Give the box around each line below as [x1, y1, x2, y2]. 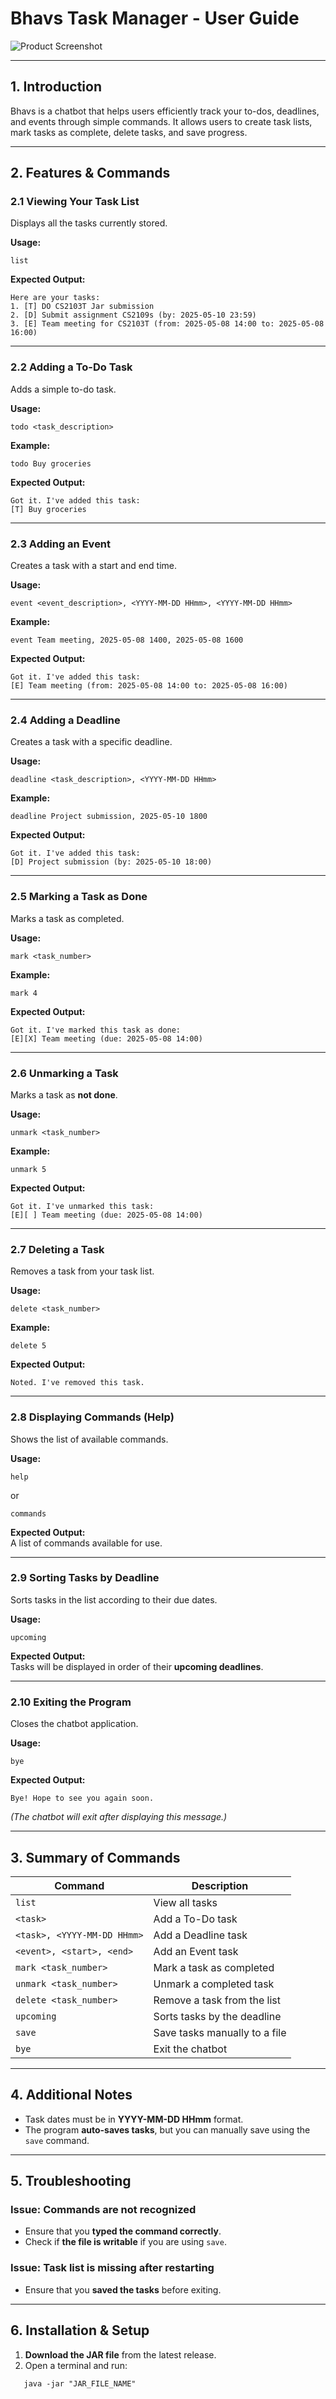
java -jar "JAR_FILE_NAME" [23, 2378, 137, 2389]
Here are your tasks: [10, 293, 101, 303]
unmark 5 [10, 1164, 47, 1174]
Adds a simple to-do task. [10, 383, 117, 395]
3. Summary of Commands [10, 1849, 181, 1866]
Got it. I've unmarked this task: [10, 1201, 155, 1211]
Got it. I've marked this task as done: [10, 1025, 182, 1035]
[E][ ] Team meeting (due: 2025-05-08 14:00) [10, 1210, 203, 1220]
